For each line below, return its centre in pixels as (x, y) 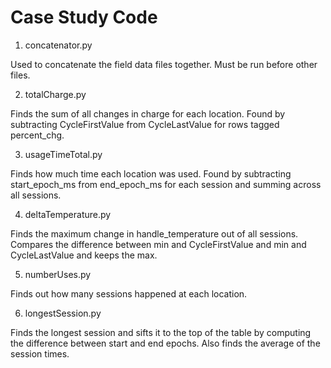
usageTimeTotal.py (63, 154)
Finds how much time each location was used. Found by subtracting (151, 173)
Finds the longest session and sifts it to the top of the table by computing (161, 332)
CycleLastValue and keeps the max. (84, 255)
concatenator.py (58, 45)
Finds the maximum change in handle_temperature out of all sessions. (154, 233)
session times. (40, 353)
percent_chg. (37, 135)
